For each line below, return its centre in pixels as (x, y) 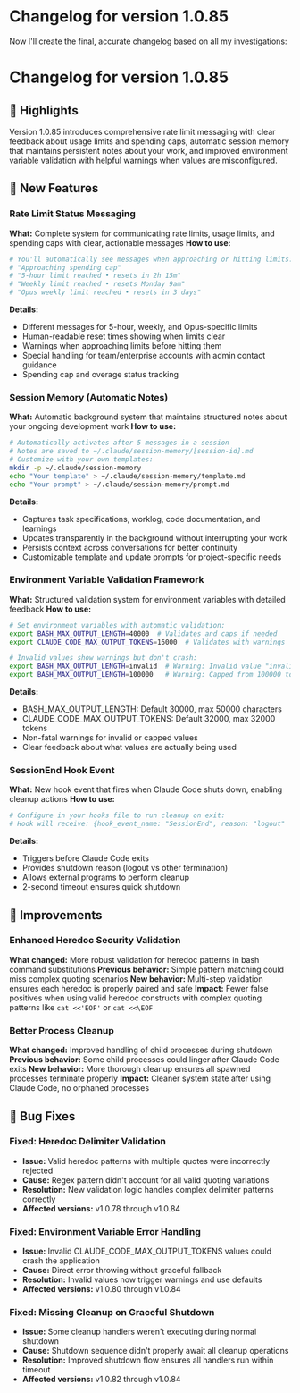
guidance (39, 365)
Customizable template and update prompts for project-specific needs (152, 557)
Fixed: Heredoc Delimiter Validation (88, 1142)
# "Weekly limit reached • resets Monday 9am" (97, 284)
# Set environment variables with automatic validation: (117, 625)
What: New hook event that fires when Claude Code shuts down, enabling (146, 789)
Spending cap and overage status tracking (100, 374)
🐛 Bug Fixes (42, 1116)
